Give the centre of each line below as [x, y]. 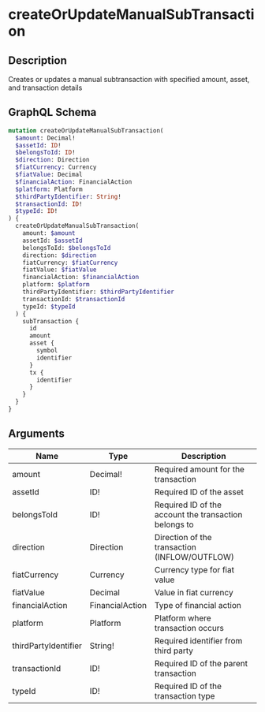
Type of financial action [198, 605]
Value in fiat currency [194, 592]
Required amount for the [199, 469]
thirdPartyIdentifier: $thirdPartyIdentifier [99, 292]
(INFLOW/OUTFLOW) [194, 557]
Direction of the [183, 537]
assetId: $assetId [52, 240]
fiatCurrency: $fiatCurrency [70, 263]
